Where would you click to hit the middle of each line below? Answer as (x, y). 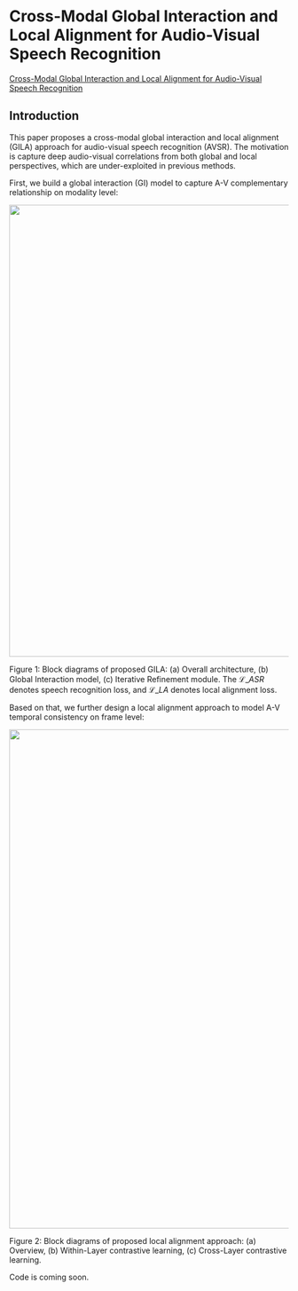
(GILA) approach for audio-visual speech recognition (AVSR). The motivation (149, 146)
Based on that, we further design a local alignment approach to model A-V (145, 707)
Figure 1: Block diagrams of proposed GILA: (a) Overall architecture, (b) (139, 669)
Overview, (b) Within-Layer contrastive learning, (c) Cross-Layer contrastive (148, 1250)
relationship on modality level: (64, 192)
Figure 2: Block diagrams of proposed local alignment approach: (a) (133, 1240)
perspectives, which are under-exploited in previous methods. (123, 165)
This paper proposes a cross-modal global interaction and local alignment (144, 137)
